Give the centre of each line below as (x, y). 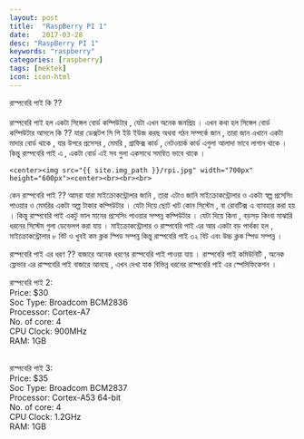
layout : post (34, 18)
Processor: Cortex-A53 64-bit (65, 397)
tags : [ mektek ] (38, 69)
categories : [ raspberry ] (56, 60)
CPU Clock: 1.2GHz (45, 416)
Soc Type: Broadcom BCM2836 (69, 302)
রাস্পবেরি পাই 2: (31, 282)
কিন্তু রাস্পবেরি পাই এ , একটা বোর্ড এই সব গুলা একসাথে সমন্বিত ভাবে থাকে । (108, 153)
